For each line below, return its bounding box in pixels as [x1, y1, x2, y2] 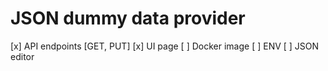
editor [10, 50, 35, 62]
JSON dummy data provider [10, 7, 246, 30]
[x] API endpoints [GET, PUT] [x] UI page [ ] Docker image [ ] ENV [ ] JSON [10, 40, 320, 52]
